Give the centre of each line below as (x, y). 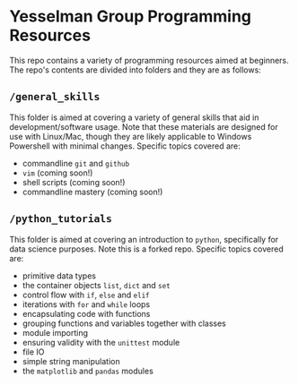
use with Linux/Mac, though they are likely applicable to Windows (131, 136)
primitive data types (59, 276)
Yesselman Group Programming (131, 17)
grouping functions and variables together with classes (124, 323)
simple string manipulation (71, 361)
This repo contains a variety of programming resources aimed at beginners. (149, 60)
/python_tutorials (61, 219)
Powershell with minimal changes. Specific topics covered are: (125, 146)
